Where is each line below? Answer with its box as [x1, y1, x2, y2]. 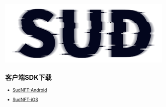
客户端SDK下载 [5, 73, 52, 82]
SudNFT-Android [12, 87, 47, 93]
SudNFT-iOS [12, 96, 38, 103]
